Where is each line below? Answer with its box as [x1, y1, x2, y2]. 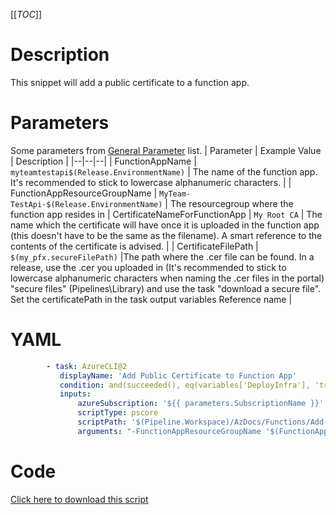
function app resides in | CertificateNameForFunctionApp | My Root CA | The [10, 208, 323, 220]
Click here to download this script [10, 493, 149, 505]
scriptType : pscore [77, 408, 159, 418]
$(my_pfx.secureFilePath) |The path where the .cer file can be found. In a [10, 250, 315, 263]
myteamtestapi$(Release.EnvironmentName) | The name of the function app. [10, 165, 318, 178]
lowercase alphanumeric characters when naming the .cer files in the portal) [10, 272, 325, 284]
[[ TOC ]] [10, 9, 42, 20]
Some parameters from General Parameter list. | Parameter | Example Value [10, 144, 322, 156]
